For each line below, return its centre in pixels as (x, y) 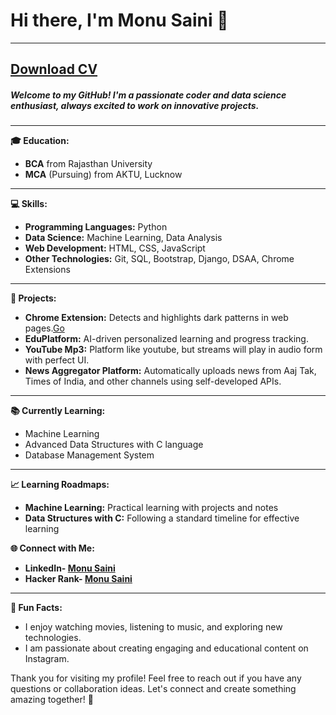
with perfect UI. (57, 360)
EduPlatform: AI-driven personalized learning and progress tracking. (166, 339)
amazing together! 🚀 (52, 700)
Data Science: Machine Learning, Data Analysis (123, 238)
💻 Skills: (29, 204)
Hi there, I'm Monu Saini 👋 (119, 20)
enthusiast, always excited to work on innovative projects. (135, 105)
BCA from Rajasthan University (88, 164)
